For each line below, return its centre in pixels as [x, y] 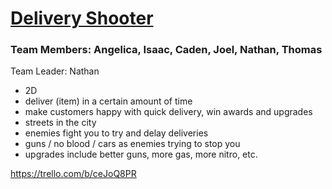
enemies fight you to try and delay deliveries [116, 133]
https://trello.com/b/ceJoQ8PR [73, 174]
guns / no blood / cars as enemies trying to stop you [132, 144]
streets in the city [60, 123]
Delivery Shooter [82, 18]
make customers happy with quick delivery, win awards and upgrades [168, 112]
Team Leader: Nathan [55, 71]
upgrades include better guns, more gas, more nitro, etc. [141, 154]
